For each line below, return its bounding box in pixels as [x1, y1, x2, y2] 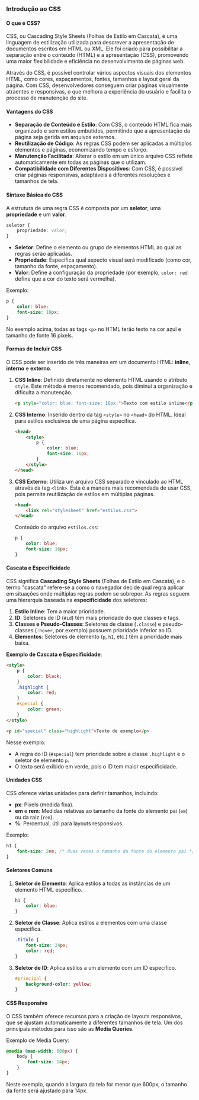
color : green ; [27, 706, 62, 712]
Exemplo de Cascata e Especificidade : [6, 651, 102, 658]
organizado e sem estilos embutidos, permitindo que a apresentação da [14, 127, 191, 134]
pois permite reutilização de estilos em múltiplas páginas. [14, 490, 155, 497]
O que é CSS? [6, 20, 40, 27]
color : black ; [27, 673, 62, 679]
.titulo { [14, 937, 40, 943]
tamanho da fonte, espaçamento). [14, 263, 98, 270]
